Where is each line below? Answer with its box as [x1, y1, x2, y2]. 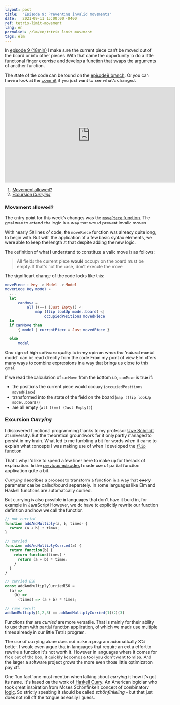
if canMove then [9, 323, 42, 328]
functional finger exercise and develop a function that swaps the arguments [5, 58, 156, 64]
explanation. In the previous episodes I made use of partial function [5, 463, 140, 468]
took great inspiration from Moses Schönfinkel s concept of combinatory [5, 684, 149, 690]
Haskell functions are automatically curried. [5, 487, 92, 493]
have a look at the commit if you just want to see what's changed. [5, 77, 136, 83]
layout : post [5, 7, 32, 12]
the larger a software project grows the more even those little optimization [5, 659, 153, 665]
